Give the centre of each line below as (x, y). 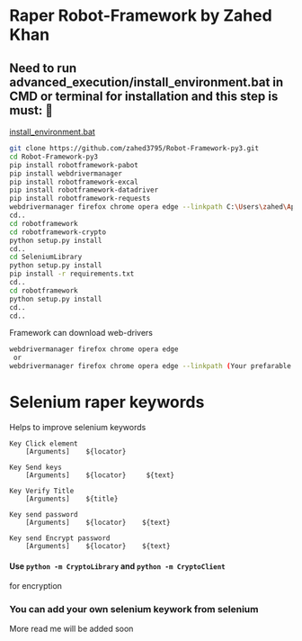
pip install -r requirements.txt (72, 274)
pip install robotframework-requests (80, 199)
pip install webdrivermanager (66, 173)
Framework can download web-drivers (81, 333)
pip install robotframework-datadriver (84, 190)
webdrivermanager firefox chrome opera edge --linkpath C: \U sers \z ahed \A (151, 207)
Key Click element (44, 443)
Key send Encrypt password (60, 538)
